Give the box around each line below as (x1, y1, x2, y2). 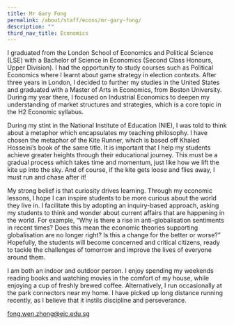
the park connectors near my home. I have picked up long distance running (7, 289, 224, 297)
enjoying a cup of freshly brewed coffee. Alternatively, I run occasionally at (7, 281, 223, 290)
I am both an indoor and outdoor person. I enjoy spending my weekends (7, 267, 214, 275)
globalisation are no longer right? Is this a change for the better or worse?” (7, 231, 221, 239)
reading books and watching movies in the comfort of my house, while (7, 274, 210, 283)
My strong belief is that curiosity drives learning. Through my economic (7, 187, 212, 195)
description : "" (7, 23, 54, 30)
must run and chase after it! (7, 173, 86, 182)
